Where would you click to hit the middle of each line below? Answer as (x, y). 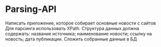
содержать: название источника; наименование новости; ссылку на (78, 33)
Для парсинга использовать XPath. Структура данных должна (72, 28)
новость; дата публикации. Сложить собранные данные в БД (71, 39)
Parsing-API (31, 9)
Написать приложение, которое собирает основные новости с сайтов (81, 23)
